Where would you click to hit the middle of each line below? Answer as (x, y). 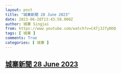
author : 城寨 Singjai (27, 24)
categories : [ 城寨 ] (27, 43)
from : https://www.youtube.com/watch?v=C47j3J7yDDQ (60, 29)
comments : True (21, 38)
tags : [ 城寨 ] (20, 33)
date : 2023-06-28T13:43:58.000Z (39, 19)
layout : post (19, 10)
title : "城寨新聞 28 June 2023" (38, 15)
